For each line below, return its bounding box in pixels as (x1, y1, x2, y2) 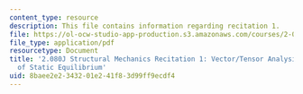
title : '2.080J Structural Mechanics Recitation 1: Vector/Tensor (9, 55, 264, 64)
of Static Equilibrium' (17, 64, 106, 73)
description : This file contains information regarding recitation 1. (9, 21, 280, 30)
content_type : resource (9, 13, 99, 22)
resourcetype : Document (9, 47, 99, 56)
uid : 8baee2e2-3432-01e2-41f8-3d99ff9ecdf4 (9, 72, 176, 81)
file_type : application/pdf (9, 38, 115, 47)
